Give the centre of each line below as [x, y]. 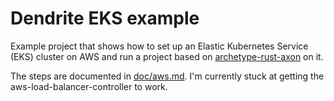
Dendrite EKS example [105, 18]
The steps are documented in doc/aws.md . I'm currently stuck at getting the [167, 76]
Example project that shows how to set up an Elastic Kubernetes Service [159, 46]
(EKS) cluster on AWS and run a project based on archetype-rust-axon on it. [167, 56]
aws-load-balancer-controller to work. [89, 86]
